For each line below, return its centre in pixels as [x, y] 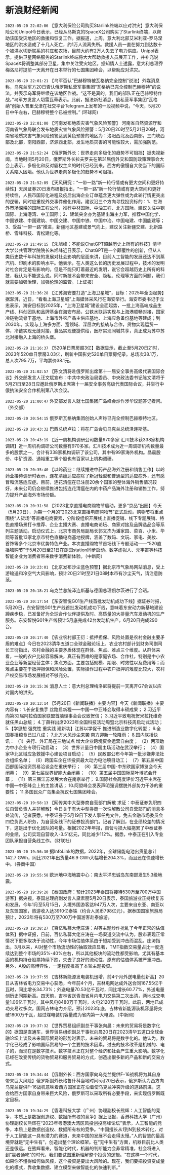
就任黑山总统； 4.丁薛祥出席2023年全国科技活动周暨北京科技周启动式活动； [84, 722]
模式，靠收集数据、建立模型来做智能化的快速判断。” [67, 1167]
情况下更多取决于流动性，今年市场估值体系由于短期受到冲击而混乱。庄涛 [80, 940]
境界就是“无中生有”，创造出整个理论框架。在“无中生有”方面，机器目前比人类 [84, 1142]
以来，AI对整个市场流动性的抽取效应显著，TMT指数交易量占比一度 [90, 947]
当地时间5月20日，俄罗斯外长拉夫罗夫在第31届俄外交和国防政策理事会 [87, 159]
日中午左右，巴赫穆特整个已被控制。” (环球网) [52, 112]
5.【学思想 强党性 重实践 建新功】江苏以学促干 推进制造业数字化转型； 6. [81, 728]
